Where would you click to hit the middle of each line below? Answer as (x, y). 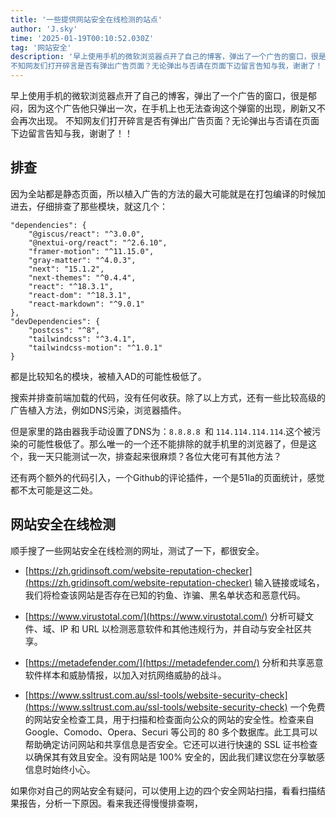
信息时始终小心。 (60, 769)
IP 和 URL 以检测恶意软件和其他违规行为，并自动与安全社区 (181, 628)
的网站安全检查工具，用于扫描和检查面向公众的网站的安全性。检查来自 (169, 719)
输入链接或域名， (289, 582)
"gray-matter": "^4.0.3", (82, 260)
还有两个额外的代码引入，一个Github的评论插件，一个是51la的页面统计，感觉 (167, 477)
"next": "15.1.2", (66, 269)
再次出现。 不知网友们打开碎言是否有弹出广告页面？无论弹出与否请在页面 (169, 120)
